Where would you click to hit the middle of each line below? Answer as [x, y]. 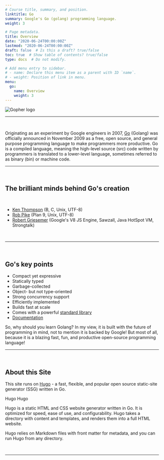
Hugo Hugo [17, 398]
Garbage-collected [31, 286]
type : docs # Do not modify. [36, 59]
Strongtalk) [23, 225]
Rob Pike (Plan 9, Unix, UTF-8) [43, 215]
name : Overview [29, 91]
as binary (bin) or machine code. [38, 159]
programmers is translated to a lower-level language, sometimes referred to [81, 154]
